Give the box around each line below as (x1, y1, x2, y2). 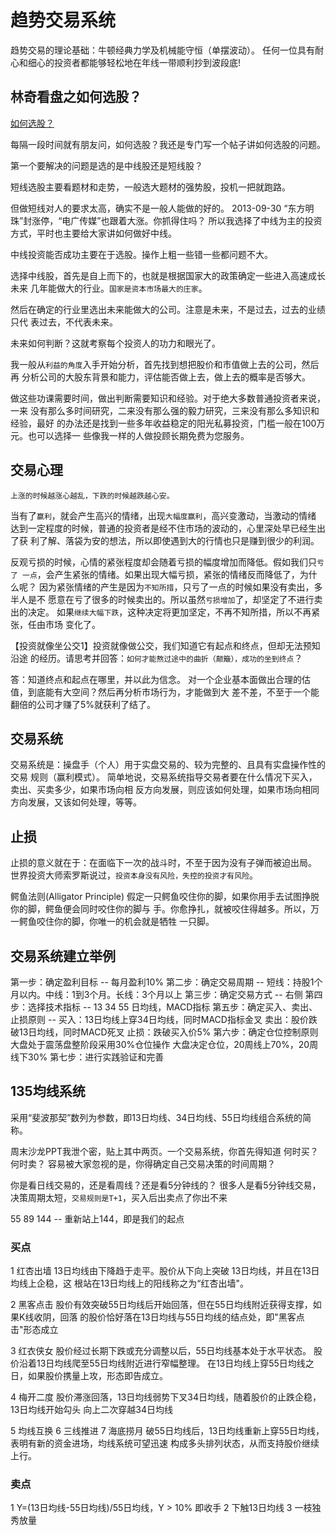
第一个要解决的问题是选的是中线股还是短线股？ (10, 159, 203, 171)
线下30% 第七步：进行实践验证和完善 (10, 1051, 165, 1063)
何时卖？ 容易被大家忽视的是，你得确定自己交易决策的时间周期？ (10, 1157, 276, 1170)
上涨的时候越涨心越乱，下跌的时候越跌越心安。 (10, 491, 175, 501)
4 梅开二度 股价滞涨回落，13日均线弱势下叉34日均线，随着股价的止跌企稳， (10, 1391, 322, 1403)
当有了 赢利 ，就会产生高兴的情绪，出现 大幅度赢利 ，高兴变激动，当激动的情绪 (10, 509, 317, 521)
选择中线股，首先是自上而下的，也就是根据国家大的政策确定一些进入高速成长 (10, 269, 326, 281)
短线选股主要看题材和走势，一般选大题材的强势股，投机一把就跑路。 (10, 181, 291, 193)
